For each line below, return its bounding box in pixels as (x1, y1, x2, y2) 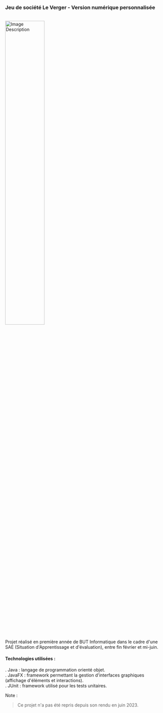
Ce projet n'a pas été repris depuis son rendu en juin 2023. (17, 702, 139, 708)
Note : (5, 692, 18, 698)
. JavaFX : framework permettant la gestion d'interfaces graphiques (5, 672, 145, 678)
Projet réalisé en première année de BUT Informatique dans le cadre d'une (5, 639, 158, 645)
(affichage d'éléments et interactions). (5, 677, 84, 683)
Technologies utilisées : (5, 655, 56, 662)
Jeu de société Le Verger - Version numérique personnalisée (5, 4, 156, 11)
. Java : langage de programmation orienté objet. (5, 667, 106, 673)
